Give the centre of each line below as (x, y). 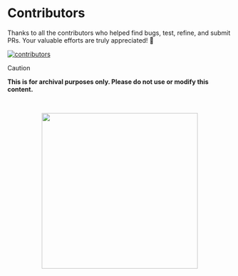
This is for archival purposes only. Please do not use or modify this (108, 81)
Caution (19, 68)
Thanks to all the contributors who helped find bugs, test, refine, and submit (119, 33)
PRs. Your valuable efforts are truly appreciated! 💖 (81, 40)
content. (20, 89)
